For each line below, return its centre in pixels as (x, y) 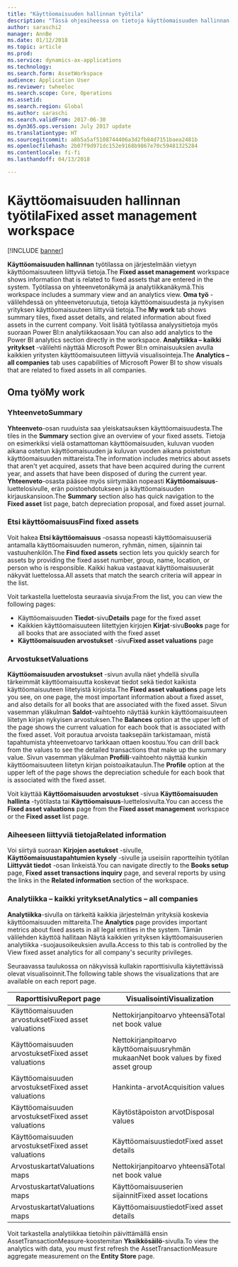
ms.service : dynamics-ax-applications (64, 60)
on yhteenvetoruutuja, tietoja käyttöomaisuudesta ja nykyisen (135, 302)
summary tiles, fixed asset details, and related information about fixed (109, 317)
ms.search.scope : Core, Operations (60, 93)
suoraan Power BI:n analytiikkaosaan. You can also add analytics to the (110, 332)
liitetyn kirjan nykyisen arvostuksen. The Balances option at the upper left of (118, 720)
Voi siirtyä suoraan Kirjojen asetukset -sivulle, (75, 851)
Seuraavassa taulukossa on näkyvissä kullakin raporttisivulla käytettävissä (115, 966)
